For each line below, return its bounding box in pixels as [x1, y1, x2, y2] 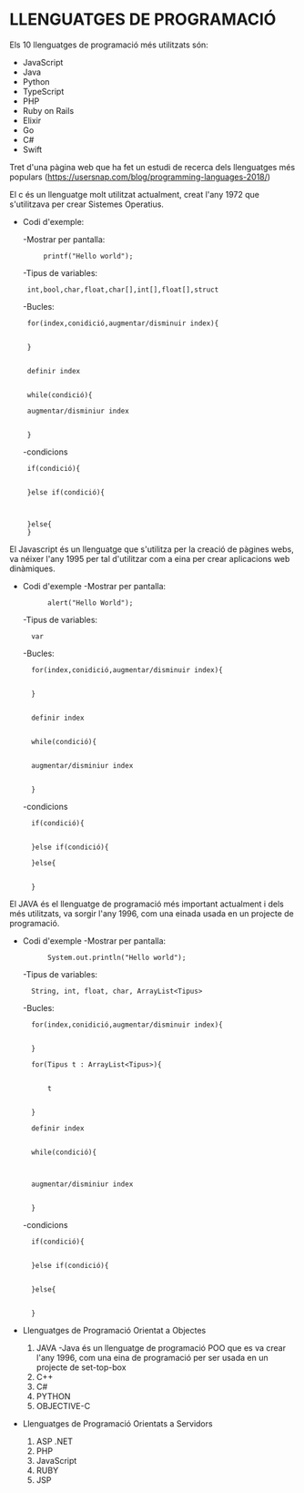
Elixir [22, 115, 42, 126]
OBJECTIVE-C [35, 1400, 91, 1411]
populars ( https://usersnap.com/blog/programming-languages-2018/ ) [9, 171, 271, 182]
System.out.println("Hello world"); [46, 953, 187, 962]
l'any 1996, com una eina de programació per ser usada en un [35, 1352, 269, 1363]
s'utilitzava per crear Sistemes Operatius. [9, 199, 164, 210]
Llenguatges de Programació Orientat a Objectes [22, 1324, 207, 1335]
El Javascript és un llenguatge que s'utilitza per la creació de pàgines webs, [9, 543, 294, 555]
